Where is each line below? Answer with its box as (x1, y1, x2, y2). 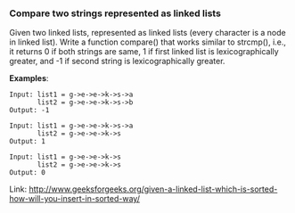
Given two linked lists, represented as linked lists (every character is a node (9, 28, 287, 38)
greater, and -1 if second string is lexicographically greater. (9, 56, 225, 67)
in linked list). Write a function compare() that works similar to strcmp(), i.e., (9, 37, 287, 47)
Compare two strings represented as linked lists (9, 7, 221, 20)
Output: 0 (9, 168, 46, 177)
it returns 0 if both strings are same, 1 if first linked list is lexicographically (9, 46, 279, 57)
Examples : (9, 73, 49, 84)
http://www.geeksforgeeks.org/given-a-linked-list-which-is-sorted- (29, 184, 278, 194)
